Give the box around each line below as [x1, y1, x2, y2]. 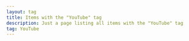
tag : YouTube [6, 25, 40, 32]
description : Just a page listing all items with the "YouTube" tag [6, 20, 184, 26]
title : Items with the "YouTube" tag [6, 14, 102, 20]
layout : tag [6, 8, 36, 15]
